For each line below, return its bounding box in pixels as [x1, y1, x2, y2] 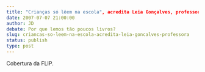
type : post [6, 43, 34, 49]
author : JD [6, 20, 34, 26]
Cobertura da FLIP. [6, 59, 54, 67]
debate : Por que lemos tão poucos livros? [6, 26, 116, 32]
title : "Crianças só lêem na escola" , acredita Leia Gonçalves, [6, 9, 173, 15]
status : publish [6, 37, 48, 43]
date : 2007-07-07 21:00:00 [6, 15, 75, 21]
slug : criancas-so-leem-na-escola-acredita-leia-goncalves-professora [6, 32, 190, 38]
